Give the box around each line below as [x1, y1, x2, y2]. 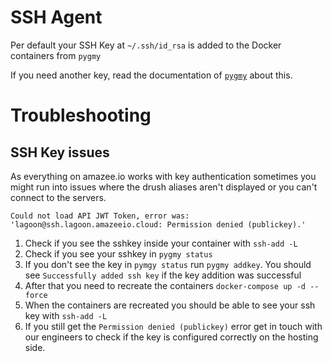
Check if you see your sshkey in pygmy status [24, 247, 213, 260]
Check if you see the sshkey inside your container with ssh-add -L [24, 237, 298, 249]
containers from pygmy [10, 49, 102, 61]
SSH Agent [10, 6, 103, 29]
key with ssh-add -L [24, 309, 108, 321]
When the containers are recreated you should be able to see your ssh [24, 299, 316, 311]
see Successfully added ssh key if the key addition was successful [24, 269, 302, 281]
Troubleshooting [10, 104, 152, 127]
